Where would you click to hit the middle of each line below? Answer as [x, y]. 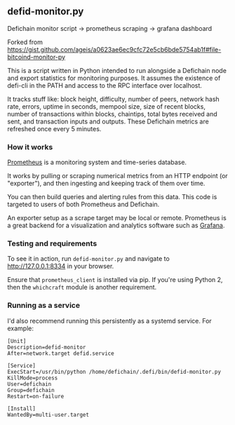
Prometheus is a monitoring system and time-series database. [97, 162]
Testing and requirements [52, 243]
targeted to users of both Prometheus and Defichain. [83, 204]
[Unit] [17, 341]
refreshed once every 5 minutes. [54, 128]
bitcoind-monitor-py [36, 57]
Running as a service [44, 306]
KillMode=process [33, 378]
